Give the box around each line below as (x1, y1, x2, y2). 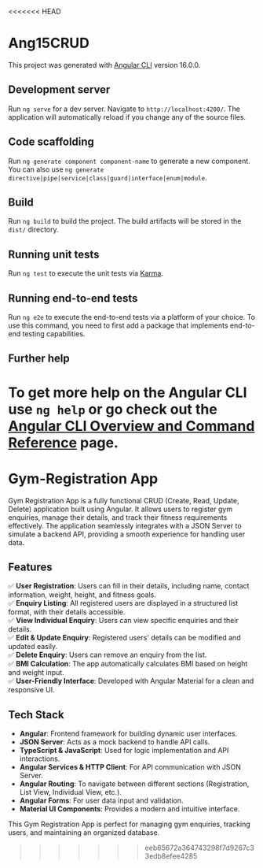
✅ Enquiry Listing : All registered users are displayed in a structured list (8, 599, 239, 608)
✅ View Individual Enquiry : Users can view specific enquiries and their (8, 616, 239, 625)
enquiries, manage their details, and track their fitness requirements (8, 512, 228, 522)
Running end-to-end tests (8, 291, 138, 305)
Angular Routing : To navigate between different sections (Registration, (19, 779, 250, 788)
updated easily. (8, 642, 58, 651)
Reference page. (8, 433, 119, 451)
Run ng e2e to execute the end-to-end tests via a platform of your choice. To (8, 313, 256, 321)
